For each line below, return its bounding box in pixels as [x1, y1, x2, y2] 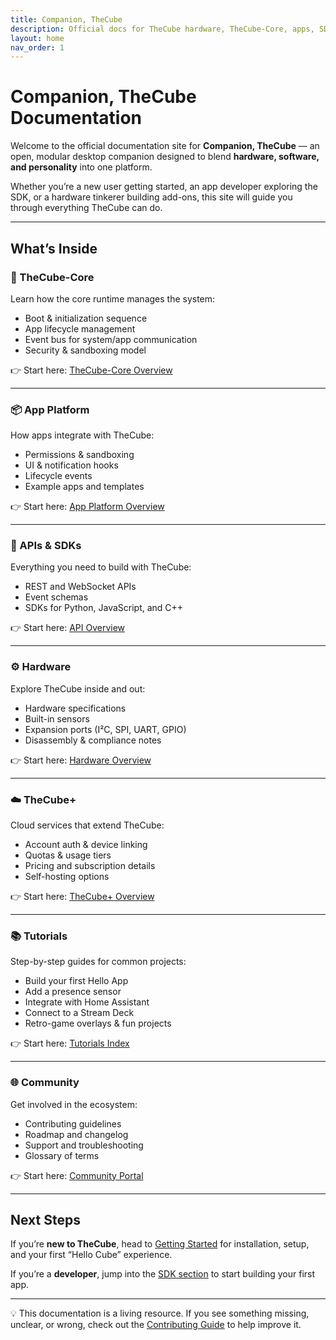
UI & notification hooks [24, 459, 119, 471]
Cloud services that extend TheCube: [10, 819, 165, 831]
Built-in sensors [24, 712, 90, 725]
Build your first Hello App [24, 975, 129, 987]
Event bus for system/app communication [24, 333, 198, 345]
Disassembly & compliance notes [24, 734, 162, 746]
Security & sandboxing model [24, 344, 147, 356]
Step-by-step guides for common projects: [10, 956, 187, 968]
